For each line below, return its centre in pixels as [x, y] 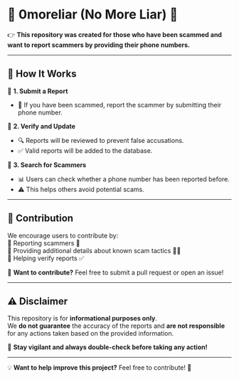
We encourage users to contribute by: [63, 235]
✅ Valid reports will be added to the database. [85, 150]
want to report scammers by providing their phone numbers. [99, 45]
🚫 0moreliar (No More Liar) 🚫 [93, 15]
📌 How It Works [42, 74]
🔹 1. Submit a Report [38, 91]
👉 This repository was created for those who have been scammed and [115, 34]
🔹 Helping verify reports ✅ [46, 258]
